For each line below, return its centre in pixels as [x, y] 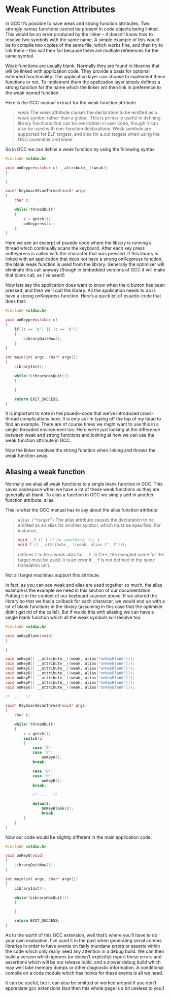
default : [42, 804]
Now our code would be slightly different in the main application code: [79, 837]
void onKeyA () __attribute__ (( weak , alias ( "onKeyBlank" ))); [70, 659]
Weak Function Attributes [60, 9]
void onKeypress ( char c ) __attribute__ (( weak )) [57, 168]
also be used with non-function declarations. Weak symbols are [84, 129]
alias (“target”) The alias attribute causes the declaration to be [86, 520]
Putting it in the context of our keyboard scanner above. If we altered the [81, 595]
